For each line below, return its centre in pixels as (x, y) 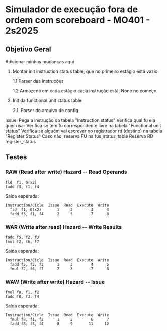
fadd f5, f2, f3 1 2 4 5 (59, 264)
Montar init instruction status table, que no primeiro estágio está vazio (85, 71)
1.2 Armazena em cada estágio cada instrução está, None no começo (85, 91)
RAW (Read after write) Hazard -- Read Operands (66, 172)
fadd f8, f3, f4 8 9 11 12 (59, 324)
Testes (16, 157)
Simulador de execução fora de (72, 9)
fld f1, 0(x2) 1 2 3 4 (59, 210)
